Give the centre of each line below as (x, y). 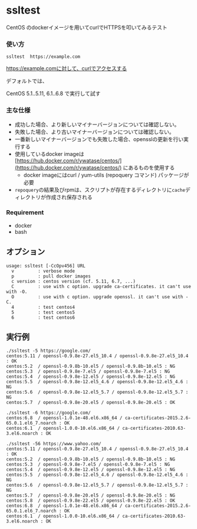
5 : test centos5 (43, 312)
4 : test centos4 (43, 307)
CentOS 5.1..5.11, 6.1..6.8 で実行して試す (53, 94)
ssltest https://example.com (43, 57)
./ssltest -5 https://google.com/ (49, 351)
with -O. (17, 292)
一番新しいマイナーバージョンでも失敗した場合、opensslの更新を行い (99, 139)
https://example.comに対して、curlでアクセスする (67, 68)
